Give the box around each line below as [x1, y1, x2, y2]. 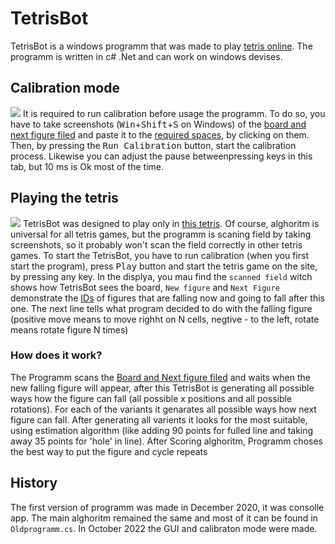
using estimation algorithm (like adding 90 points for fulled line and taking [10, 424, 314, 436]
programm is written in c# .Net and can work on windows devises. [10, 50, 283, 62]
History [10, 475, 58, 492]
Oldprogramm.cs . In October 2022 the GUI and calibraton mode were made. [10, 522, 318, 534]
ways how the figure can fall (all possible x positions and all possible [10, 392, 293, 404]
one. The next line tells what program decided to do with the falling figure [10, 302, 313, 314]
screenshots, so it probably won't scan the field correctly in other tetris [10, 238, 303, 251]
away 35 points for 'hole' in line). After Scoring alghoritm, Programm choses [10, 435, 323, 447]
